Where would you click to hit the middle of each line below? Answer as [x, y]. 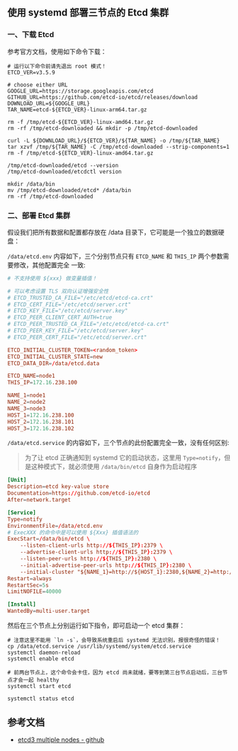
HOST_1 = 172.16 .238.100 [41, 415]
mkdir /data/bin [31, 184]
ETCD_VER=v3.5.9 [31, 72]
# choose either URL [38, 85]
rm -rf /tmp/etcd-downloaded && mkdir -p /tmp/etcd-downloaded [103, 128]
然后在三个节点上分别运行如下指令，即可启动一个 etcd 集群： [96, 626]
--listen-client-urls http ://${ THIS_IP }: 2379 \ [91, 546]
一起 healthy [41, 680]
